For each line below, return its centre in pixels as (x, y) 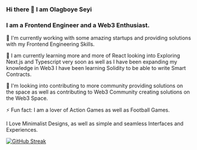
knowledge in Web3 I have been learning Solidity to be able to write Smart (96, 68)
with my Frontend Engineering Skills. (50, 44)
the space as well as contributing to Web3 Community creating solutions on (98, 92)
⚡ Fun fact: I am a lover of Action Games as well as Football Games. (88, 110)
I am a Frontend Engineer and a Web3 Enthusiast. (78, 25)
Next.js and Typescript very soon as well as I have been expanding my (92, 62)
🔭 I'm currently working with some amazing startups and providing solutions (99, 38)
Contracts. (19, 74)
